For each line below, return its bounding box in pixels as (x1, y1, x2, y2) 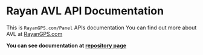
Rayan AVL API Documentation (6, 4, 164, 18)
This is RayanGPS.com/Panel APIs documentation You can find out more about (6, 24, 197, 31)
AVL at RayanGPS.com (6, 30, 63, 37)
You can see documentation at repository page (6, 42, 127, 49)
